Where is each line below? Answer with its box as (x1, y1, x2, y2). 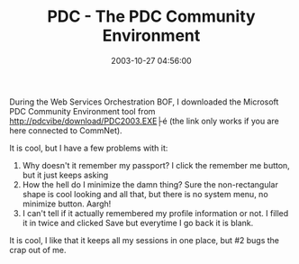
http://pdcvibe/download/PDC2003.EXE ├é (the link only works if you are (9, 115, 279, 126)
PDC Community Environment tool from (9, 105, 156, 116)
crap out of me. (9, 244, 67, 255)
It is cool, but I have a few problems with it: (9, 142, 168, 153)
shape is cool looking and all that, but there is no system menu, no (22, 188, 268, 199)
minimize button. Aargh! (22, 198, 112, 209)
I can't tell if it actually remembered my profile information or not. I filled (22, 207, 289, 218)
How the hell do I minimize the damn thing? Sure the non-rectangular (22, 178, 279, 190)
